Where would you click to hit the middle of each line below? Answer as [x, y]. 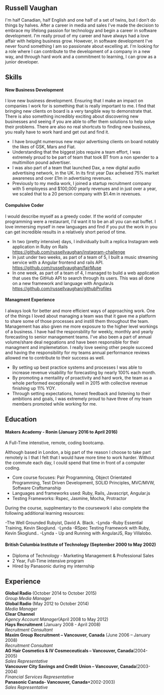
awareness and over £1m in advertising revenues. [62, 178]
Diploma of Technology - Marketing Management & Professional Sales [83, 555]
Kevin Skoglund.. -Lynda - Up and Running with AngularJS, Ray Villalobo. [79, 533]
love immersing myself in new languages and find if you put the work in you [81, 226]
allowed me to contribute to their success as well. [55, 358]
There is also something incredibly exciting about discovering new [72, 116]
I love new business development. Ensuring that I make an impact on [74, 101]
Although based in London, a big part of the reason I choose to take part [78, 452]
